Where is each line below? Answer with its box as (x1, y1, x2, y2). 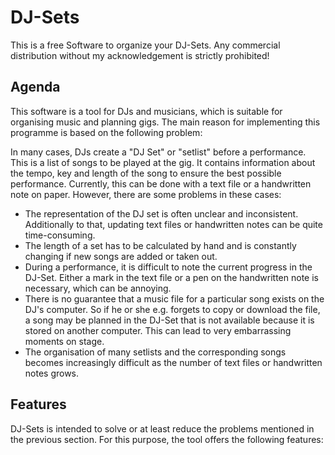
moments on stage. (24, 335, 105, 347)
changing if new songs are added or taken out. (24, 250, 218, 262)
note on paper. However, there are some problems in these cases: (10, 188, 282, 200)
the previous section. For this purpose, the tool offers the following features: (10, 433, 324, 445)
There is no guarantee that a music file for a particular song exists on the (24, 292, 325, 305)
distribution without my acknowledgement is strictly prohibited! (10, 49, 270, 61)
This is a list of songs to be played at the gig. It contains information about (10, 156, 316, 168)
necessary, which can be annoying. (24, 282, 172, 294)
